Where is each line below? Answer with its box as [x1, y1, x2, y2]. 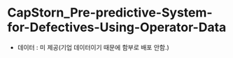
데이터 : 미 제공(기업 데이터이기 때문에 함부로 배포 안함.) [17, 43, 169, 51]
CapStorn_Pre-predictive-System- [7, 5, 213, 21]
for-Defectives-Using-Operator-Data [7, 19, 227, 35]
